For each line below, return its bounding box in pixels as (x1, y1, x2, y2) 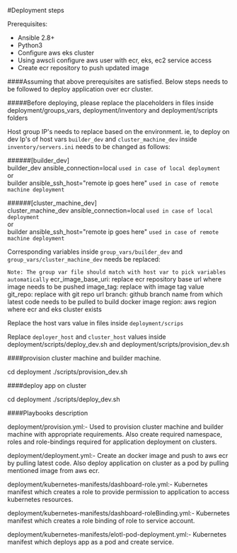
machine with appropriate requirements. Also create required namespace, (7, 430, 223, 438)
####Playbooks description (7, 409, 88, 417)
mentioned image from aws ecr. (7, 467, 100, 474)
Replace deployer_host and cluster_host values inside (7, 333, 166, 341)
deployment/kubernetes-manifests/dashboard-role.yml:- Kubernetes (7, 480, 208, 488)
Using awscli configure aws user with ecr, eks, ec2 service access (17, 56, 212, 65)
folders (7, 113, 28, 122)
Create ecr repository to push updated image (17, 64, 150, 72)
